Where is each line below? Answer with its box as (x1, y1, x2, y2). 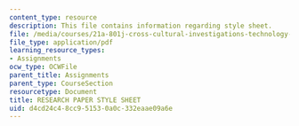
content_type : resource (9, 12, 98, 22)
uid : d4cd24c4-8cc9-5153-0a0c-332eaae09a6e (9, 104, 174, 113)
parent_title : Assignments (9, 71, 109, 80)
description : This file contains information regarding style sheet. (9, 21, 273, 30)
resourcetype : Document (9, 87, 98, 96)
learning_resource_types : (9, 46, 105, 55)
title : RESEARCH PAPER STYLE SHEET (9, 95, 141, 105)
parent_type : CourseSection (9, 79, 114, 88)
